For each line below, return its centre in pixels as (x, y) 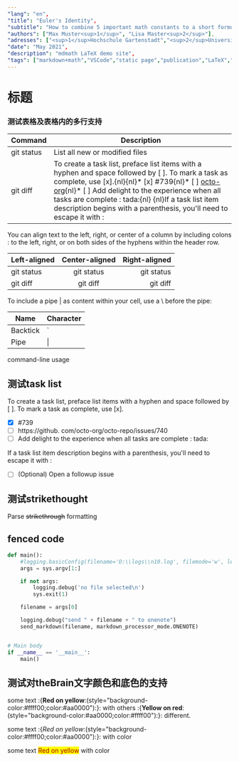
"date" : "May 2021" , (38, 47)
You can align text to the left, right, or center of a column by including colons (119, 235)
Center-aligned (89, 260)
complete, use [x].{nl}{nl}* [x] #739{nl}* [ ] (126, 182)
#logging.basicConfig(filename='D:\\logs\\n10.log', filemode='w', (122, 562)
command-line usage (38, 360)
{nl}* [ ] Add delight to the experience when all (143, 190)
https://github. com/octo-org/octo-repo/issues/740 (93, 431)
